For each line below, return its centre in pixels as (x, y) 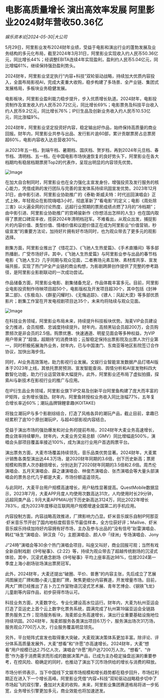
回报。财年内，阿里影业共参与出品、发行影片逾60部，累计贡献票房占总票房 (81, 133)
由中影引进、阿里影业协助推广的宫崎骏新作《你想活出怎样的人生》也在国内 (80, 213)
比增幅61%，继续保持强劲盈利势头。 (41, 65)
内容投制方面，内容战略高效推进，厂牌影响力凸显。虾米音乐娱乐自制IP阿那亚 (82, 516)
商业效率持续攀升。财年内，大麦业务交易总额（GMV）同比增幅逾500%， (78, 436)
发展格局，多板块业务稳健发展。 (37, 88)
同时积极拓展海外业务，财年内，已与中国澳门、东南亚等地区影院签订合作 (86, 345)
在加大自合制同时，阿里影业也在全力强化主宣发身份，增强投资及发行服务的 (80, 182)
